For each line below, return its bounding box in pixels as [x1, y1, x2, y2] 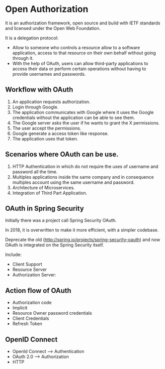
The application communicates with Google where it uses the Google [12, 109, 154, 115]
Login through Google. [12, 104, 59, 110]
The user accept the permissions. [12, 125, 82, 131]
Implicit [12, 305, 28, 311]
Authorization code [12, 300, 52, 306]
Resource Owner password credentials [12, 310, 92, 316]
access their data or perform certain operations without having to [12, 66, 147, 72]
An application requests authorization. [12, 99, 90, 105]
